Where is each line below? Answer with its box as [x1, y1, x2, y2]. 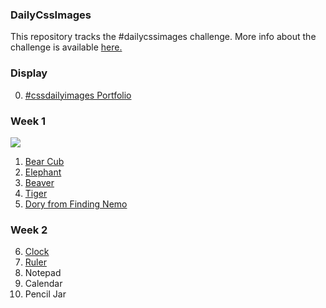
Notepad [24, 267, 62, 279]
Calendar [24, 278, 63, 290]
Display [10, 66, 48, 80]
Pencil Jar [24, 288, 67, 300]
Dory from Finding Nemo [24, 198, 128, 210]
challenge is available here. [10, 41, 123, 53]
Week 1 [10, 114, 47, 128]
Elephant [24, 166, 62, 178]
